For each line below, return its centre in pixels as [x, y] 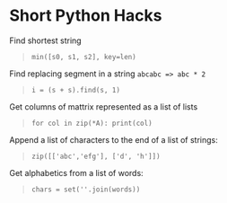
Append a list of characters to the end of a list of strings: [113, 139]
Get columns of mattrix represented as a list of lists [104, 106]
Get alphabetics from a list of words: [76, 172]
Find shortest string [46, 40]
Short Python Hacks [86, 16]
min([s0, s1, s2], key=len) [83, 57]
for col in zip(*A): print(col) [92, 123]
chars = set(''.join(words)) [86, 190]
